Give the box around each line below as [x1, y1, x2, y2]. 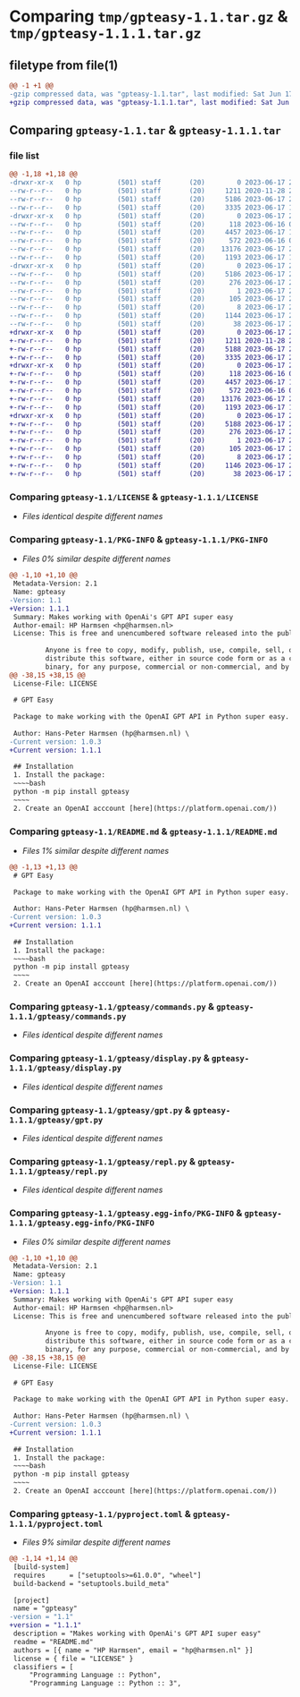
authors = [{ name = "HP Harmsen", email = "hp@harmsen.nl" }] [12, 1645, 254, 1655]
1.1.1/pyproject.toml [9, 1519, 104, 1529]
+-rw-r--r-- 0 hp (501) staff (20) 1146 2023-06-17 [9, 461, 286, 470]
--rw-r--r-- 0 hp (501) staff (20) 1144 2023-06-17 [9, 311, 286, 320]
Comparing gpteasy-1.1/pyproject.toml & [9, 1507, 192, 1520]
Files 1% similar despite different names [21, 845, 170, 856]
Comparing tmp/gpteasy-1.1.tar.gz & [9, 6, 288, 27]
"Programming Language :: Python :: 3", [29, 1679, 181, 1688]
